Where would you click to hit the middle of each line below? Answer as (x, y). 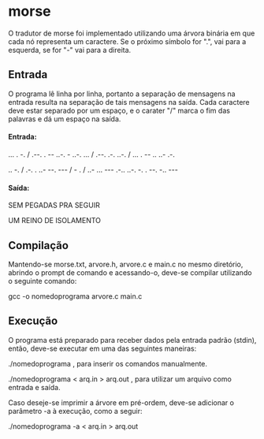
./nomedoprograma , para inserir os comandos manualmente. (108, 363)
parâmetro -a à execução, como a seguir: (75, 411)
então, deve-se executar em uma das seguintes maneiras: (102, 348)
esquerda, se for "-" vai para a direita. (70, 50)
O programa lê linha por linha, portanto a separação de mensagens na (122, 94)
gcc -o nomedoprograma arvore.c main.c (75, 296)
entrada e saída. (34, 387)
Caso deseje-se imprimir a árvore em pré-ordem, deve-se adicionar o (121, 402)
